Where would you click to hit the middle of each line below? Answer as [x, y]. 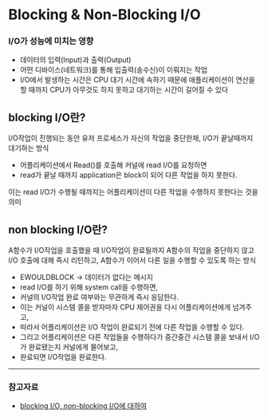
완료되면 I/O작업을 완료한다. [63, 357]
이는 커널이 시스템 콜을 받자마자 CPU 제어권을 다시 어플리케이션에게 [125, 307]
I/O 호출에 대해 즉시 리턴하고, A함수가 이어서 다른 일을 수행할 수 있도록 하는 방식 [132, 260]
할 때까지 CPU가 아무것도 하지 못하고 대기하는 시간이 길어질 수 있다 [124, 90]
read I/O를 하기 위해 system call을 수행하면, [89, 287]
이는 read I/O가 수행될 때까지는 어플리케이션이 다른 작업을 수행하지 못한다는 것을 [133, 192]
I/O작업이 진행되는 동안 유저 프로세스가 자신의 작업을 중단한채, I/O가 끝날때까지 [131, 138]
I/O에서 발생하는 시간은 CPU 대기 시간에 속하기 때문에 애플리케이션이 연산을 [137, 80]
